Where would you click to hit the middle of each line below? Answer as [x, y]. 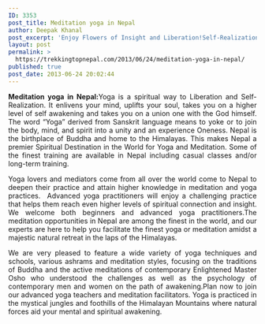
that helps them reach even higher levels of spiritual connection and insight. [132, 204]
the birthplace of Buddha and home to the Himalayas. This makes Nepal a [132, 138]
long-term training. [39, 163]
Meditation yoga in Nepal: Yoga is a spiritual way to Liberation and [123, 96]
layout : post [30, 45]
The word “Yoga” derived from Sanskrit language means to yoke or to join [132, 121]
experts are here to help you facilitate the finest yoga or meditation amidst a [132, 229]
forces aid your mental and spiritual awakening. [85, 311]
